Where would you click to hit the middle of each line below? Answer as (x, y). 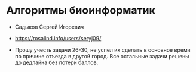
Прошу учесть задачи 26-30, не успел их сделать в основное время (102, 50)
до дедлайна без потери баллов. (56, 62)
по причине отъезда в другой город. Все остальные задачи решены (102, 56)
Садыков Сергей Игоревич (49, 27)
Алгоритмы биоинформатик (81, 10)
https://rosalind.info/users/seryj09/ (58, 38)
